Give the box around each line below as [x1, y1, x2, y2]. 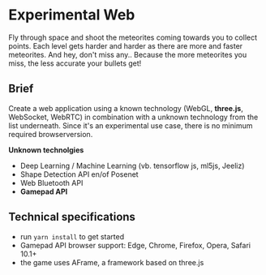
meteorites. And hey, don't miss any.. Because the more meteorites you [8, 49, 247, 59]
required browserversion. [8, 129, 93, 139]
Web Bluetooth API [19, 178, 84, 187]
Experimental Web [8, 6, 135, 24]
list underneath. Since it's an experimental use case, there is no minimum [8, 120, 253, 131]
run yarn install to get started [19, 231, 125, 241]
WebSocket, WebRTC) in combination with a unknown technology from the [8, 112, 259, 122]
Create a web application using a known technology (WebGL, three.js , [8, 103, 243, 113]
